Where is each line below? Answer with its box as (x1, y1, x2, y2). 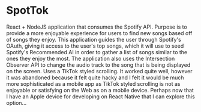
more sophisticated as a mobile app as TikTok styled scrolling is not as (6, 80, 181, 87)
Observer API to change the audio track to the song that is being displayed (6, 61, 191, 69)
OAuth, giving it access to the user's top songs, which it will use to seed (6, 42, 184, 49)
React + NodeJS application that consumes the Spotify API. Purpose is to (6, 23, 187, 30)
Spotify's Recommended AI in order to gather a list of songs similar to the (6, 48, 188, 55)
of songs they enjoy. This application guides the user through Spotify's (6, 36, 181, 43)
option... (6, 99, 27, 106)
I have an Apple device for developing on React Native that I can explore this (6, 93, 195, 100)
